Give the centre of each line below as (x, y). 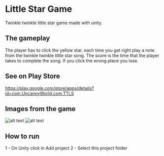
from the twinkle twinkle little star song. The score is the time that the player (82, 55)
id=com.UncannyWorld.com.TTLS (39, 93)
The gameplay (28, 38)
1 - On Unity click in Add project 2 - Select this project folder (66, 148)
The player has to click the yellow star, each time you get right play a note (80, 50)
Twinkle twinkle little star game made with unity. (54, 23)
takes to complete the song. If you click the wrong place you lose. (72, 61)
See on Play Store (33, 76)
